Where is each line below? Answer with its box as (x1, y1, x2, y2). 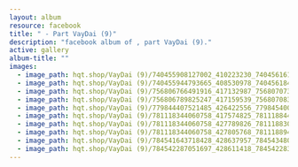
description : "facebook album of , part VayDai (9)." (9, 37, 213, 47)
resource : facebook (9, 21, 82, 30)
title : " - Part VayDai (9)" (9, 29, 117, 38)
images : (9, 63, 38, 72)
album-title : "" (9, 54, 69, 63)
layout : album (9, 12, 62, 22)
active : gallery (9, 46, 69, 55)
